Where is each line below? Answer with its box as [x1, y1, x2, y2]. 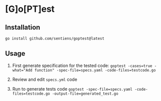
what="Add [12, 67, 33, 72]
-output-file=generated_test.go [52, 91, 119, 96]
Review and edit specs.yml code [12, 76, 77, 82]
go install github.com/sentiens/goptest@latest [5, 36, 105, 41]
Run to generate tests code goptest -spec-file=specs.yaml [12, 86, 133, 92]
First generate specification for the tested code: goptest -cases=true [12, 63, 153, 68]
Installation [5, 23, 40, 32]
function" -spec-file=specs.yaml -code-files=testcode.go [34, 67, 156, 72]
